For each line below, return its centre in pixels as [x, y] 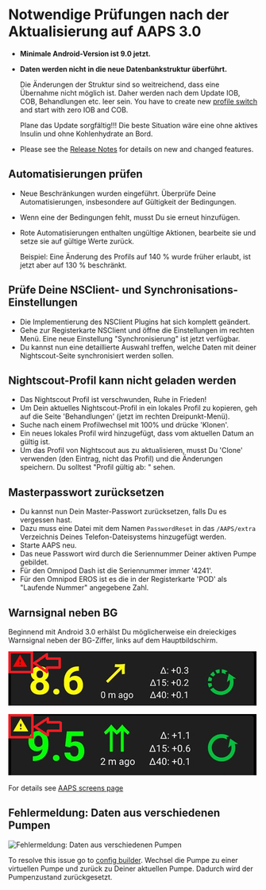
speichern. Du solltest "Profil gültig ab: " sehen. [98, 467]
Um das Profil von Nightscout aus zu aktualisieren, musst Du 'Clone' [131, 451]
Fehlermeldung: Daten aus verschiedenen [114, 813]
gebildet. [34, 562]
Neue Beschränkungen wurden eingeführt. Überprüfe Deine [118, 193]
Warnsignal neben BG [63, 613]
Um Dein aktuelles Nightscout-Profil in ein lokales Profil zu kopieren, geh [139, 408]
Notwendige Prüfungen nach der [119, 15]
